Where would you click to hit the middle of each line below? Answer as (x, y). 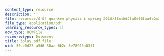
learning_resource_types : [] (35, 28)
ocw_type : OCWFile (24, 32)
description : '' (21, 14)
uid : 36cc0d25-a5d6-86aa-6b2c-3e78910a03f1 (50, 46)
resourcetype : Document (29, 37)
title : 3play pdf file (28, 41)
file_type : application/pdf (34, 23)
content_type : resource (29, 9)
